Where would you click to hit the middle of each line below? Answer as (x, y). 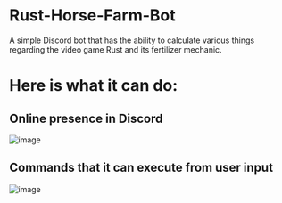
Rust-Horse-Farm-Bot (92, 16)
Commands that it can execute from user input (141, 168)
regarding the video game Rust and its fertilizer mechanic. (116, 49)
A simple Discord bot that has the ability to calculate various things (132, 40)
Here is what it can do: (94, 86)
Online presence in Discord (86, 118)
